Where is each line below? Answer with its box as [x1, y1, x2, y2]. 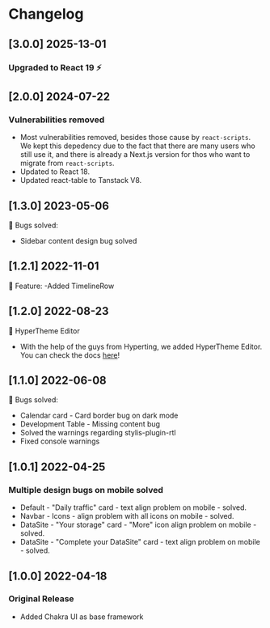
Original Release [8, 593, 74, 605]
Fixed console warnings [19, 436, 100, 446]
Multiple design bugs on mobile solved [8, 484, 164, 495]
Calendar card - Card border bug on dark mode [19, 410, 179, 421]
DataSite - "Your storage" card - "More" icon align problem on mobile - [19, 520, 257, 530]
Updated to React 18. [19, 167, 91, 176]
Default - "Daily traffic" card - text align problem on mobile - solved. [19, 503, 247, 512]
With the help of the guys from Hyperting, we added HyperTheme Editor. [19, 342, 263, 351]
